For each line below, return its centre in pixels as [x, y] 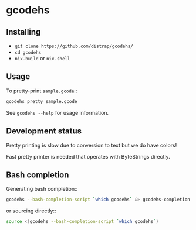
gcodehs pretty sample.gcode [42, 101]
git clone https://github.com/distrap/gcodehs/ [74, 46]
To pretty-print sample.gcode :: [42, 91]
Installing [23, 32]
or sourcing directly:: [31, 211]
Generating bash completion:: [42, 189]
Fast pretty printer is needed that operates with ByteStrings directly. [88, 156]
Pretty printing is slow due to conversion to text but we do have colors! [92, 145]
